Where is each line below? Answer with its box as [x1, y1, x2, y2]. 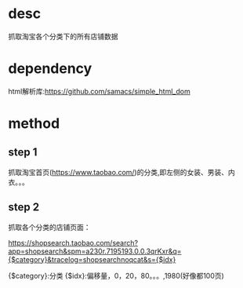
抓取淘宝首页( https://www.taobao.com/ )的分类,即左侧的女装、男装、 [8, 167, 229, 177]
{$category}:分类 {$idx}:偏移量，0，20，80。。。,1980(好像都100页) [8, 271, 225, 280]
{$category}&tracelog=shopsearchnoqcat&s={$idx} [8, 254, 176, 264]
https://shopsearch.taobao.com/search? [8, 238, 139, 247]
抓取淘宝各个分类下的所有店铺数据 [8, 31, 118, 41]
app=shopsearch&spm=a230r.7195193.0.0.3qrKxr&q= [8, 246, 182, 256]
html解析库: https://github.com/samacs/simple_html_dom [8, 86, 190, 96]
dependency [8, 60, 92, 78]
